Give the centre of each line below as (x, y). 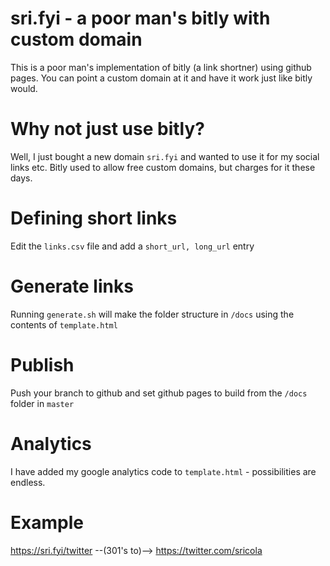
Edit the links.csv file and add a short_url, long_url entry (132, 246)
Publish (42, 364)
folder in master (42, 403)
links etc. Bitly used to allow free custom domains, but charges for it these (163, 167)
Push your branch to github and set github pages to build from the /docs (159, 393)
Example (47, 522)
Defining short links (94, 218)
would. (24, 88)
